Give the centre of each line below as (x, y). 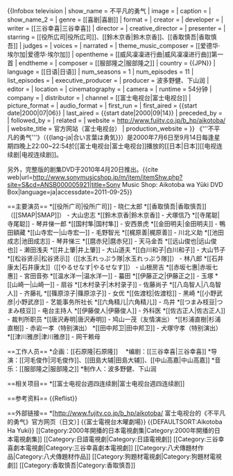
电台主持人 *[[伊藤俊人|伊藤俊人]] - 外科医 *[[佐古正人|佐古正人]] (133, 311)
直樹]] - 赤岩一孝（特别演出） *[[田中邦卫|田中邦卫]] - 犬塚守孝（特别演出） (114, 328)
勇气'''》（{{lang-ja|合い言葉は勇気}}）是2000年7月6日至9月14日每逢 (116, 137)
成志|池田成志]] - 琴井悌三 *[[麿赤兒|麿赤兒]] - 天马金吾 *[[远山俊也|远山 (109, 241)
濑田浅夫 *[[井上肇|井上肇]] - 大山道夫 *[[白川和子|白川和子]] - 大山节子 (125, 250)
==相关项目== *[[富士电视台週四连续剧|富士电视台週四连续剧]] (96, 384)
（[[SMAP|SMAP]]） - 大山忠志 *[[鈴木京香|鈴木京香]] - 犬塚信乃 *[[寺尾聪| (114, 215)
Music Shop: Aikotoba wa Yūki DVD (172, 184)
